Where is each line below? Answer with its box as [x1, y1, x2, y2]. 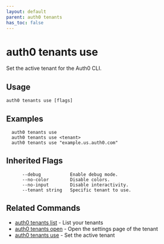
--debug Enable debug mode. [21, 171, 118, 178]
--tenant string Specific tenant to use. [21, 187, 132, 193]
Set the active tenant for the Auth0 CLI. [6, 65, 102, 72]
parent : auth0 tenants [6, 14, 62, 20]
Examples [6, 114, 43, 124]
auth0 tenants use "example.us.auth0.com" [11, 140, 118, 146]
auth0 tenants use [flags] [6, 98, 73, 104]
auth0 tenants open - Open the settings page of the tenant [14, 225, 159, 232]
